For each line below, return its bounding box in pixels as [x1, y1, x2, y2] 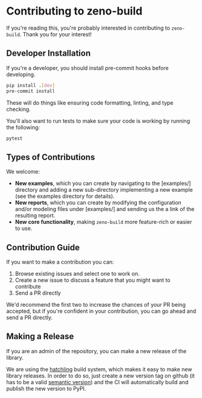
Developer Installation [6, 48, 91, 59]
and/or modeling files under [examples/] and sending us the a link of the [14, 206, 195, 213]
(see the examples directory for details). [14, 192, 115, 200]
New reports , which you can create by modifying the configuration [14, 199, 182, 206]
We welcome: [6, 168, 40, 175]
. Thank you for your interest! [19, 30, 92, 38]
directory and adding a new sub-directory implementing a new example [14, 186, 193, 194]
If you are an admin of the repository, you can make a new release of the [6, 347, 187, 354]
